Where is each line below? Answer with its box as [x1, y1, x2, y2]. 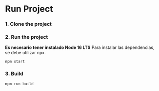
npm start [5, 59, 25, 64]
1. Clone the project [5, 21, 52, 28]
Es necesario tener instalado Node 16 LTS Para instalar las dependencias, [5, 45, 155, 50]
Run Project [5, 3, 53, 15]
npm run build [5, 81, 34, 86]
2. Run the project [5, 34, 48, 41]
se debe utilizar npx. [5, 50, 46, 56]
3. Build [5, 70, 23, 77]
